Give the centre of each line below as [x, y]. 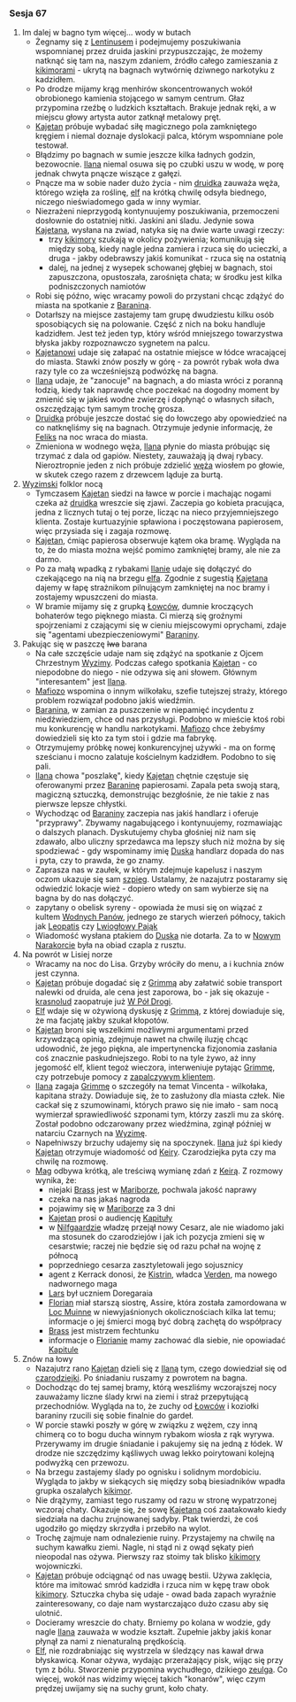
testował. [52, 145]
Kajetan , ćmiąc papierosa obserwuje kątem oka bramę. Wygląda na [158, 541]
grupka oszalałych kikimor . [83, 1491]
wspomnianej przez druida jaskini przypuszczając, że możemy [149, 51]
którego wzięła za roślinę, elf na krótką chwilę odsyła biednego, [151, 192]
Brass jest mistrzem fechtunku [103, 1331]
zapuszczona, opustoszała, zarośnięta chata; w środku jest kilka [165, 277]
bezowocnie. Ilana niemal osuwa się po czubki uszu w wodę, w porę [159, 164]
